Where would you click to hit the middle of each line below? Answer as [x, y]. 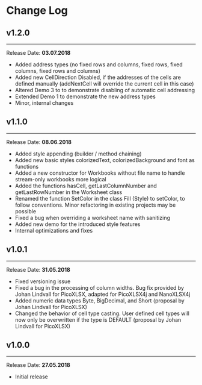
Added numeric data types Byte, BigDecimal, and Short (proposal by [99, 300]
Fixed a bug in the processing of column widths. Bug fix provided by [99, 287]
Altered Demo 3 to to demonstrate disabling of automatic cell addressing [105, 90]
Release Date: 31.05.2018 [38, 269]
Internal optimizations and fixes [54, 230]
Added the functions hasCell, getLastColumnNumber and [86, 186]
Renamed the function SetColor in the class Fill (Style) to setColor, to [100, 198]
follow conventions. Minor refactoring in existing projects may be [95, 205]
